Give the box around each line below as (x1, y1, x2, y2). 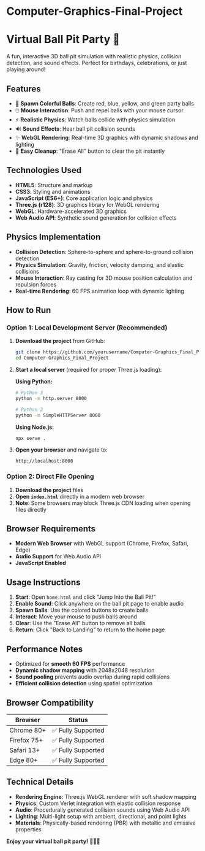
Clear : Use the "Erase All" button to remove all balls (15, 620, 146, 627)
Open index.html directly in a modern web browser (15, 493, 145, 500)
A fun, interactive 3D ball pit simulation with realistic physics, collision (6, 53, 182, 60)
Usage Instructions (6, 577, 81, 587)
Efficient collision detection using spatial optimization (15, 680, 153, 687)
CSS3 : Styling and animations (15, 188, 91, 195)
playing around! (6, 66, 46, 73)
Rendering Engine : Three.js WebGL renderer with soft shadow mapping (15, 793, 197, 800)
